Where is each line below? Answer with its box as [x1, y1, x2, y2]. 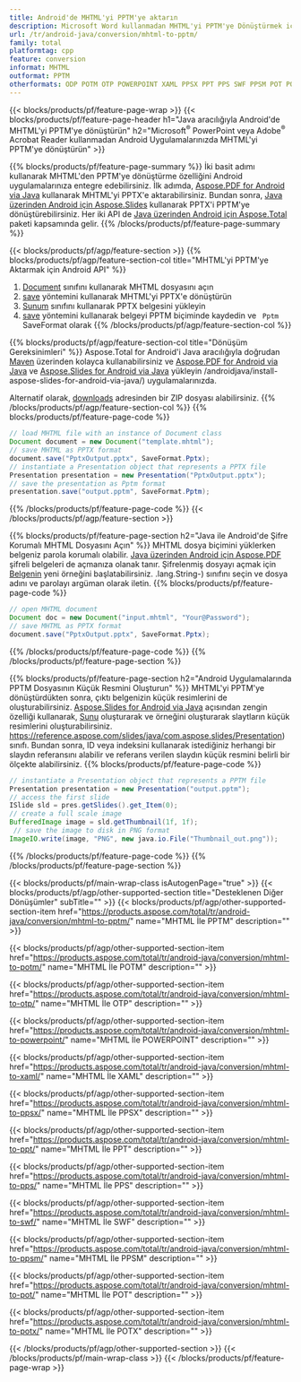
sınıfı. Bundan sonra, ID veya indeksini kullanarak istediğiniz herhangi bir [9, 739, 276, 750]
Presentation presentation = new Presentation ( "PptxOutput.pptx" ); [9, 471, 267, 479]
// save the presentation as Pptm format [9, 479, 167, 488]
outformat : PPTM [9, 72, 70, 81]
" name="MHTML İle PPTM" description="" [129, 915, 290, 926]
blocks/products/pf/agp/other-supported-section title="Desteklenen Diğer [9, 886, 284, 897]
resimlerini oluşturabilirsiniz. [9, 721, 113, 731]
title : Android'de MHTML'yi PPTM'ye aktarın [9, 13, 178, 22]
